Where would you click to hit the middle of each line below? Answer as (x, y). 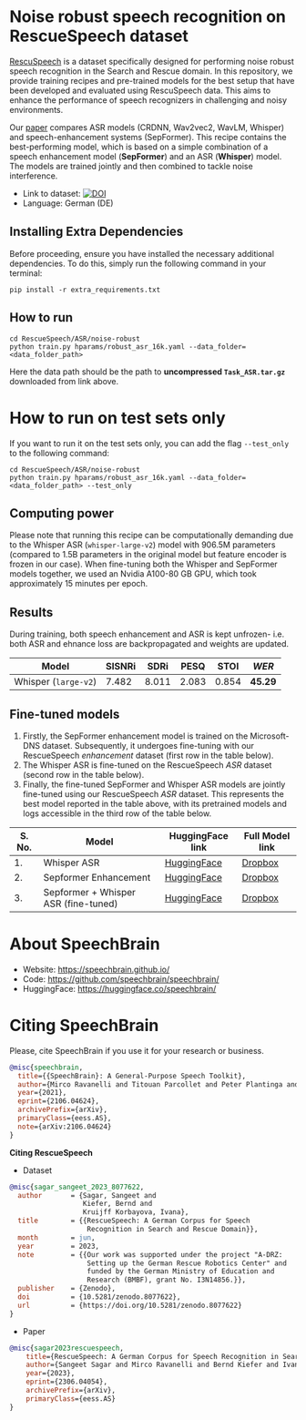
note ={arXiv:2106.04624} (65, 1127)
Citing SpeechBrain (84, 1026)
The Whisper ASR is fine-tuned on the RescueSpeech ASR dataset (147, 765)
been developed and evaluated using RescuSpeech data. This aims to (140, 90)
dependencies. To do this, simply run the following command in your (138, 263)
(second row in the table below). (83, 774)
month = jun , (56, 1237)
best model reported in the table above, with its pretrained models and (154, 803)
